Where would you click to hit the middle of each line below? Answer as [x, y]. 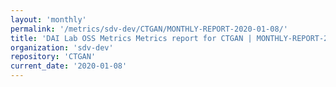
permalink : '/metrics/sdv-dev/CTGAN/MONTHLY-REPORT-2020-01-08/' [149, 29]
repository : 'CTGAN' [53, 57]
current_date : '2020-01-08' [69, 66]
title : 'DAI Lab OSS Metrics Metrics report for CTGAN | [131, 38]
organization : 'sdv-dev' [62, 47]
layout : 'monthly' [48, 19]
